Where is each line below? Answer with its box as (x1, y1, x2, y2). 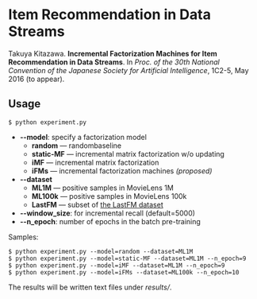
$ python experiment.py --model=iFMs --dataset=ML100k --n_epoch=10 (8, 268, 240, 276)
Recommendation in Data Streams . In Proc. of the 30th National (8, 57, 220, 67)
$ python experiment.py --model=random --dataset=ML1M (8, 247, 194, 255)
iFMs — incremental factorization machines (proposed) (31, 165, 213, 176)
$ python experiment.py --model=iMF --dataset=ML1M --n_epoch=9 (8, 261, 225, 270)
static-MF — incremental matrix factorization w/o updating (31, 149, 224, 158)
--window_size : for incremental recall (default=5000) (19, 208, 196, 218)
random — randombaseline (31, 141, 121, 150)
